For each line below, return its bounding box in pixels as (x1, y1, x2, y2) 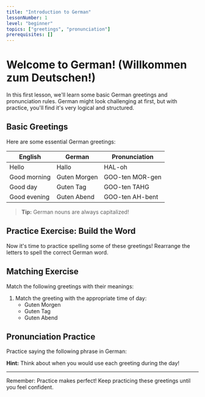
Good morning (9, 172, 51, 181)
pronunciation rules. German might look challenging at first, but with (6, 98, 178, 105)
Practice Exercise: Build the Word (6, 226, 136, 236)
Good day (9, 183, 38, 191)
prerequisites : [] (6, 32, 53, 38)
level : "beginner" (6, 20, 53, 26)
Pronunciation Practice (6, 331, 96, 342)
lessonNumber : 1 (6, 15, 48, 21)
